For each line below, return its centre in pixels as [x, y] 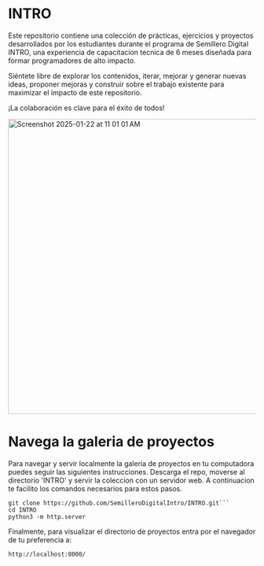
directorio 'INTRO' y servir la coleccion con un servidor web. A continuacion [132, 480]
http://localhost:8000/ [47, 554]
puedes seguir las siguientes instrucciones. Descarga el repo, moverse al [126, 472]
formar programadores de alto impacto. [72, 61]
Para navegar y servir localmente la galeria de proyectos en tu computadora [131, 463]
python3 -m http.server [47, 516]
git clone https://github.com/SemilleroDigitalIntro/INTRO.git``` [119, 503]
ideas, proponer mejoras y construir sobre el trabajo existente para [116, 84]
